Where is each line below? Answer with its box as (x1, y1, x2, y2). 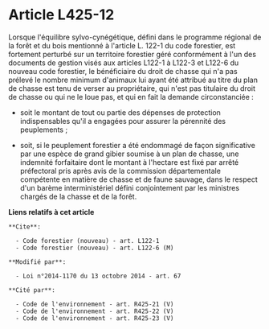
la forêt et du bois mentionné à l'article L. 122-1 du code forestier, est (8, 40, 236, 50)
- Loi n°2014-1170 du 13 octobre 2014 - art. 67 (15, 272, 181, 280)
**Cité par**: (8, 286, 56, 294)
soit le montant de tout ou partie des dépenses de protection (19, 107, 221, 117)
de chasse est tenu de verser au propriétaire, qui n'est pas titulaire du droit (8, 83, 255, 93)
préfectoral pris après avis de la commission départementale (19, 166, 221, 175)
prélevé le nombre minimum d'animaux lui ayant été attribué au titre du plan (8, 75, 259, 84)
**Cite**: (8, 223, 42, 231)
